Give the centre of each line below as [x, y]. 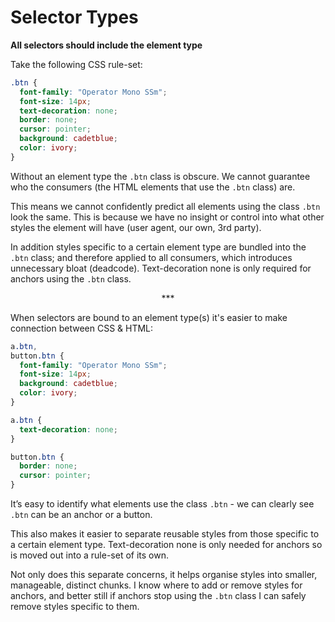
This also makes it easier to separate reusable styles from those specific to [165, 534]
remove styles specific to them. [75, 607]
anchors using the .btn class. [71, 278]
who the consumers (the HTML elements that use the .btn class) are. [153, 187]
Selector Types [74, 17]
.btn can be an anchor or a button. [81, 515]
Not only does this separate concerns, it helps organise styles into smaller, [164, 575]
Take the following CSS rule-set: [76, 64]
